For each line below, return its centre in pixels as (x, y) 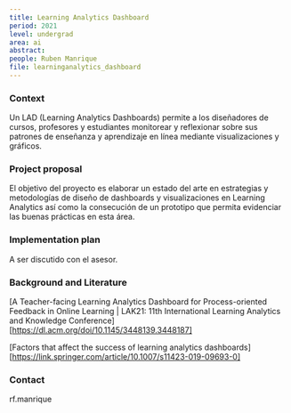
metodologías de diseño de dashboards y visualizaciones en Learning (137, 198)
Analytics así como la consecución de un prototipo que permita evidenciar (145, 207)
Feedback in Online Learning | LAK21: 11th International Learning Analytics (145, 312)
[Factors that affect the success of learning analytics (106, 347)
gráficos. (26, 146)
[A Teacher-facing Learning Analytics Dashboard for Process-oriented (138, 302)
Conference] (92, 320)
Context (27, 98)
